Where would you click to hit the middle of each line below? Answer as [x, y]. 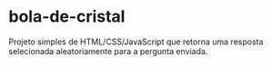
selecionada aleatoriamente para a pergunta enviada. [108, 51]
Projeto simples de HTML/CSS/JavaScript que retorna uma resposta [136, 42]
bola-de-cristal [67, 17]
